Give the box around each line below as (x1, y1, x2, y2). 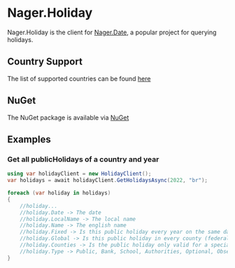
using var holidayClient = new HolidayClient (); (7, 170, 152, 178)
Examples (7, 133, 51, 145)
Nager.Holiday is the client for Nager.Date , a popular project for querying (7, 28, 217, 36)
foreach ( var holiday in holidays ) (7, 190, 111, 197)
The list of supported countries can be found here (7, 74, 151, 83)
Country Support (7, 56, 83, 68)
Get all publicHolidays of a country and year (7, 154, 159, 164)
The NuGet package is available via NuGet (7, 113, 129, 122)
